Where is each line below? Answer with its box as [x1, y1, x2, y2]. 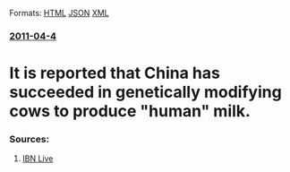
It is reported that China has [9, 63, 221, 83]
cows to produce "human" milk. [9, 101, 251, 122]
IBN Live [21, 153, 54, 164]
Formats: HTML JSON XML [9, 8, 109, 18]
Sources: [9, 133, 50, 146]
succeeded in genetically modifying [9, 82, 282, 102]
